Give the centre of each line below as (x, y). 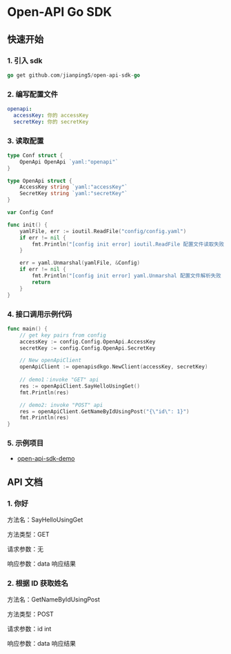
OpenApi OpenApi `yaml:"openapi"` (69, 162)
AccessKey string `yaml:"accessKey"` (74, 187)
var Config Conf (30, 212)
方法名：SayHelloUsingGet (45, 520)
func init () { (28, 225)
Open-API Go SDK (60, 12)
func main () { (28, 328)
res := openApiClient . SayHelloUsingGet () (80, 386)
